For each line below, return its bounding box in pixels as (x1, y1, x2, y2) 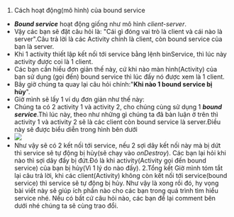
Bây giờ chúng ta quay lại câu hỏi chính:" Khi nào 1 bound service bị (13, 80, 213, 88)
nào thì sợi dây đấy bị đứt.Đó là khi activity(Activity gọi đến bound (13, 156, 207, 165)
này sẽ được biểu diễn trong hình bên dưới (13, 126, 138, 133)
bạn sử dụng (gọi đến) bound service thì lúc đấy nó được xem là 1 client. (13, 72, 225, 81)
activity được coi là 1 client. (13, 57, 94, 66)
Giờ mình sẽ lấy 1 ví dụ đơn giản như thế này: (13, 95, 145, 104)
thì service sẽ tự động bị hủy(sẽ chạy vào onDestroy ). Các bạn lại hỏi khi (13, 149, 227, 157)
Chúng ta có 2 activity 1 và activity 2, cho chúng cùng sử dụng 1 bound (13, 103, 222, 111)
